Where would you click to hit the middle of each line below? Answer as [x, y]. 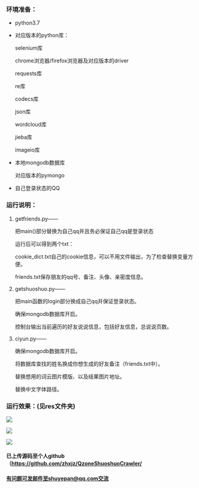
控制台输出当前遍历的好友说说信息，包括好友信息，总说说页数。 [93, 326]
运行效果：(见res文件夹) [41, 406]
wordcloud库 [30, 125]
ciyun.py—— [30, 338]
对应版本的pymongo [39, 176]
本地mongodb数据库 [40, 162]
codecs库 [27, 99]
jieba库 [24, 137]
